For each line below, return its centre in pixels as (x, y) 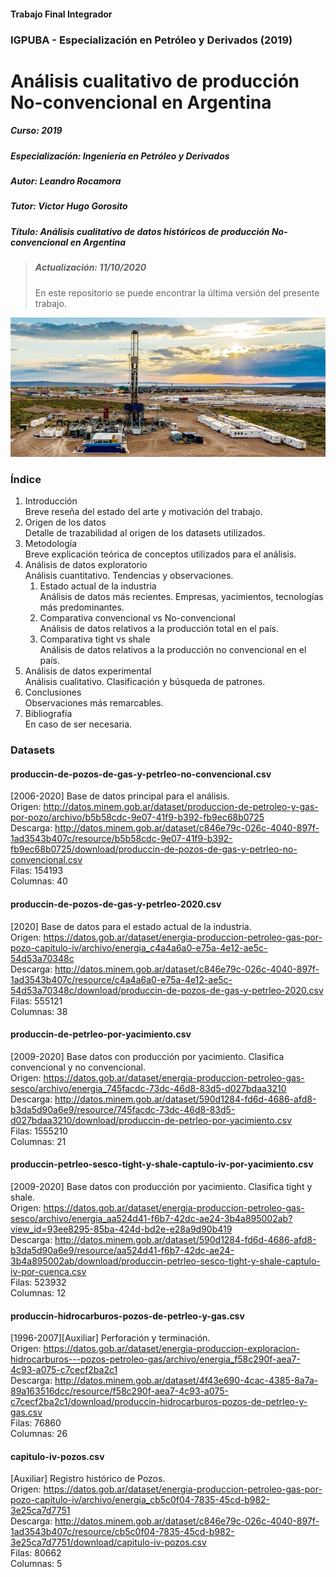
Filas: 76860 (36, 1423)
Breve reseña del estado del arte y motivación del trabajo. (143, 512)
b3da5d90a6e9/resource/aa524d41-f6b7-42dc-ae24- (122, 1250)
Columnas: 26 (39, 1434)
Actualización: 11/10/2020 (90, 267)
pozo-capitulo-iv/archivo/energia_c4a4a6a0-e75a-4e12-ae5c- (139, 947)
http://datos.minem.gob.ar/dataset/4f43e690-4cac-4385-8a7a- (186, 1381)
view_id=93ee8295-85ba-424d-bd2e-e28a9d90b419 (121, 1229)
